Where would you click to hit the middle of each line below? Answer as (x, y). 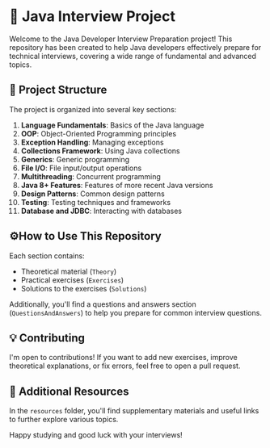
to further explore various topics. (64, 420)
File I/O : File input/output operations (81, 168)
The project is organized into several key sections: (93, 109)
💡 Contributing (47, 338)
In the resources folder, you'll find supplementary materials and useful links (134, 411)
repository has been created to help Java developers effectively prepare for (135, 47)
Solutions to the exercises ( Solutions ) (84, 288)
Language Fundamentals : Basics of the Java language (112, 125)
